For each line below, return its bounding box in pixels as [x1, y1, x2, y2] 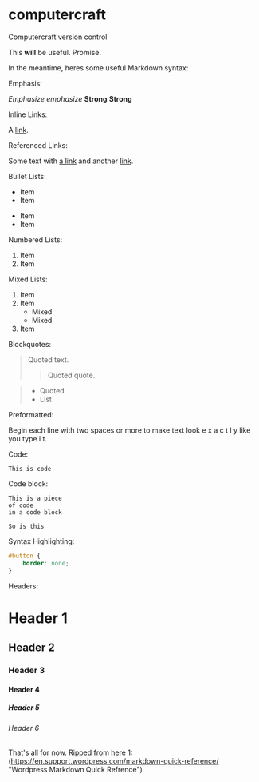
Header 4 [8, 684, 40, 694]
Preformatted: [8, 409, 54, 419]
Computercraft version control [8, 32, 108, 42]
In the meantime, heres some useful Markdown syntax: [8, 62, 189, 73]
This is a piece [8, 494, 62, 502]
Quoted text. [27, 354, 69, 365]
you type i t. [8, 433, 48, 443]
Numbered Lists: [8, 234, 63, 245]
